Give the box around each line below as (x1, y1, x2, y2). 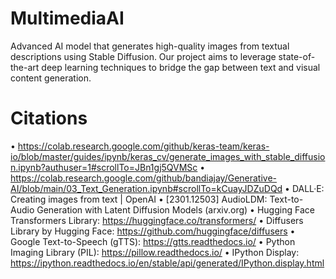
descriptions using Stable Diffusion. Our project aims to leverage (10, 50, 277, 62)
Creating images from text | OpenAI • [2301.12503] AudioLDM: (10, 193, 268, 205)
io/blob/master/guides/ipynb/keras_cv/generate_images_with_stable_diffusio (10, 150, 326, 162)
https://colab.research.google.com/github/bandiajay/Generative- (10, 172, 278, 184)
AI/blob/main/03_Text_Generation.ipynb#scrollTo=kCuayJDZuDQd (10, 182, 283, 194)
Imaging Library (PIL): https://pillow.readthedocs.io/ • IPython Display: (10, 246, 300, 258)
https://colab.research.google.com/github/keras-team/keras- (17, 140, 270, 152)
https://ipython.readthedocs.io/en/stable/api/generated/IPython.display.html (10, 257, 325, 269)
